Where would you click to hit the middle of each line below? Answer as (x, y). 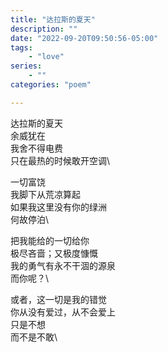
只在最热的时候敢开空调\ (60, 160)
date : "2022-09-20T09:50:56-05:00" (84, 38)
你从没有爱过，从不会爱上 (63, 312)
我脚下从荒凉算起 (45, 194)
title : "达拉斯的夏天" (53, 19)
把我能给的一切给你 (50, 240)
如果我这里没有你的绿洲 (58, 207)
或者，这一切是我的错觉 (58, 299)
